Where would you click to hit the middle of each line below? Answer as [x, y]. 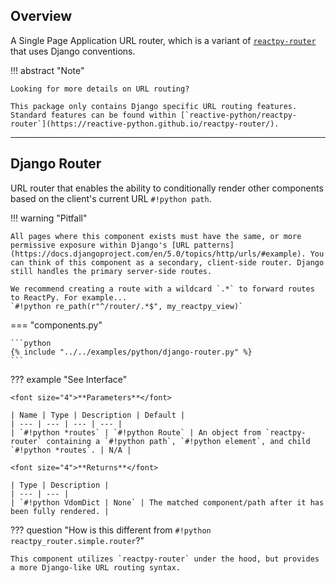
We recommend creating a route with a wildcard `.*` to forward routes [162, 289]
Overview [41, 16]
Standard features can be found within [93, 115]
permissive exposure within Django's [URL [100, 245]
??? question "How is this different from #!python [111, 530]
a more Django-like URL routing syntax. [96, 567]
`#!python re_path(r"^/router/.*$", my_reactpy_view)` [127, 306]
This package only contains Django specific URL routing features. [154, 106]
